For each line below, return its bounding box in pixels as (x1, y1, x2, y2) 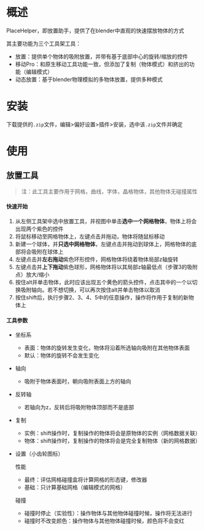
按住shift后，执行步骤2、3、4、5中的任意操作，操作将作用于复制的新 (15, 294, 189, 301)
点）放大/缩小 (15, 271, 50, 278)
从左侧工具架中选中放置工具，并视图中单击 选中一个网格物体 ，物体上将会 (15, 218, 197, 225)
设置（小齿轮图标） (15, 450, 64, 457)
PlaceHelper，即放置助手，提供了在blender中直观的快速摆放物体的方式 (6, 27, 185, 34)
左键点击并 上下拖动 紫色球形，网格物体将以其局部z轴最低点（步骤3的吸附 (15, 263, 198, 271)
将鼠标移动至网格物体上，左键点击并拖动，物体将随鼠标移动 (15, 233, 165, 240)
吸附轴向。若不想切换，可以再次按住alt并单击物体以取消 (20, 286, 160, 293)
